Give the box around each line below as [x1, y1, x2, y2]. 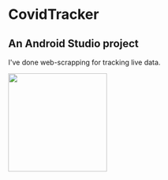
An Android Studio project [8, 37, 140, 50]
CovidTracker [8, 6, 99, 24]
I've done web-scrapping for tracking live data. [8, 57, 161, 67]
